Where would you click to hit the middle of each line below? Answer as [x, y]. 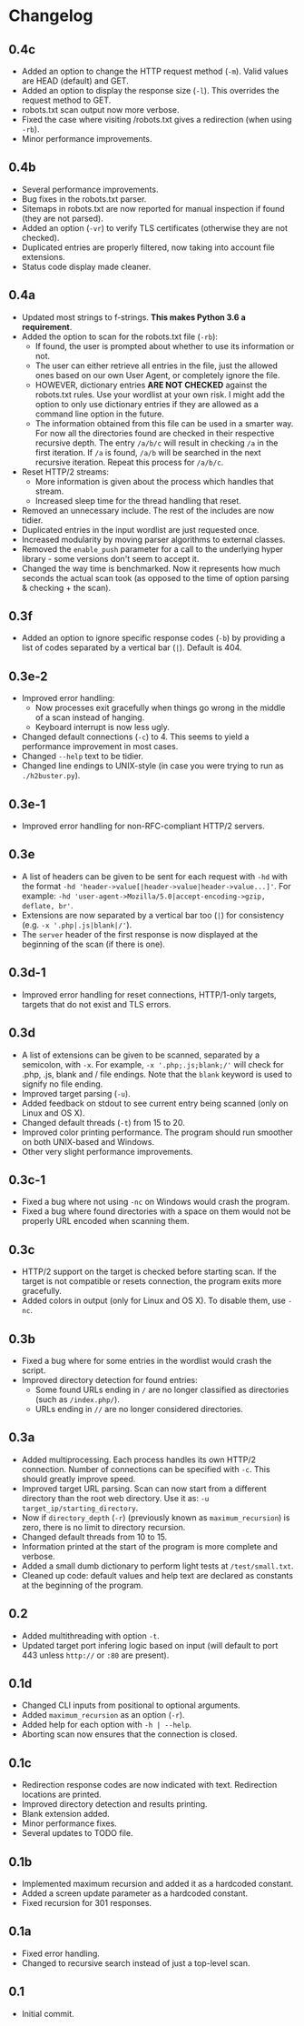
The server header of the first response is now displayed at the [140, 934]
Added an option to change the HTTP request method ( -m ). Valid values [155, 71]
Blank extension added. [65, 1814]
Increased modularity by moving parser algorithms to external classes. [153, 539]
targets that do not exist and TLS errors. [96, 1004]
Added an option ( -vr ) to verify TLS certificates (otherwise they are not [154, 227]
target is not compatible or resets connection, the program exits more [152, 1281]
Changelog [51, 16]
